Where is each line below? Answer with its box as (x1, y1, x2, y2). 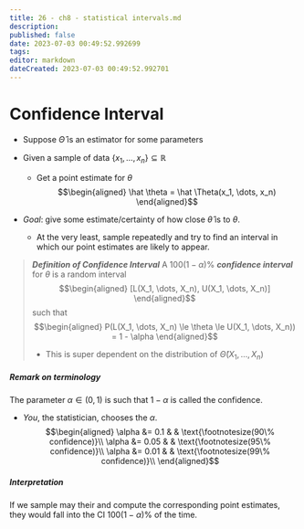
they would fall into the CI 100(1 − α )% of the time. (9, 509, 198, 521)
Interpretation (9, 476, 64, 487)
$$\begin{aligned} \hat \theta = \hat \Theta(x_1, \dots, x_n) (58, 186, 277, 197)
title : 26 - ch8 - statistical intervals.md (9, 13, 182, 23)
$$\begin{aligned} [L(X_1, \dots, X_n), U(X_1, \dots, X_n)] (58, 282, 271, 293)
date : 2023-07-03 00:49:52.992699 (9, 38, 142, 48)
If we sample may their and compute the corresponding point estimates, (9, 500, 281, 511)
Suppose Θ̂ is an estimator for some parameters (22, 133, 204, 144)
